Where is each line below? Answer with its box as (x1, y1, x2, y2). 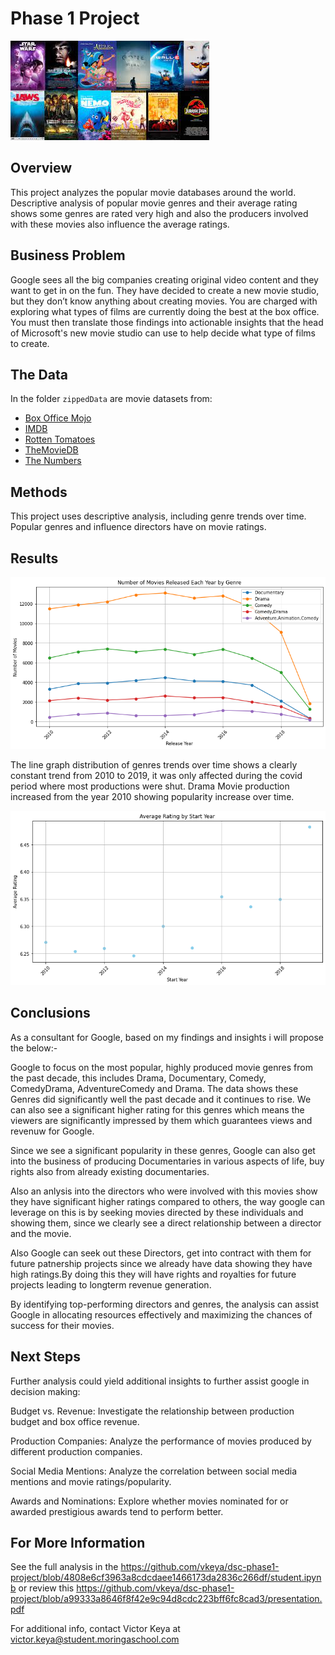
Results (10, 550, 59, 567)
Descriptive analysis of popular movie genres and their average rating (10, 197, 298, 209)
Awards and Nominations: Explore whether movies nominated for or (10, 1495, 289, 1507)
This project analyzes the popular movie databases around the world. (10, 186, 297, 198)
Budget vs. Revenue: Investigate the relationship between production (10, 1405, 295, 1417)
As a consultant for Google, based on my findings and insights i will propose (10, 1031, 324, 1043)
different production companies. (10, 1445, 143, 1457)
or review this (18, 1582, 75, 1594)
